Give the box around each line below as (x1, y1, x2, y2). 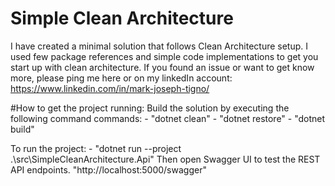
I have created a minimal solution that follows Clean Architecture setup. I (10, 40, 309, 52)
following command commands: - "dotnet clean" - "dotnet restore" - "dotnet (10, 112, 326, 124)
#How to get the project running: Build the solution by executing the (10, 102, 290, 114)
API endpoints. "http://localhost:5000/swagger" (10, 163, 207, 176)
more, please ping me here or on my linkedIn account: (10, 72, 233, 84)
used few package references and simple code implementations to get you (10, 50, 319, 62)
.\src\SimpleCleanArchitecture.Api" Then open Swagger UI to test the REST (10, 153, 321, 165)
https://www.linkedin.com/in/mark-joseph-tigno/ (10, 82, 210, 94)
